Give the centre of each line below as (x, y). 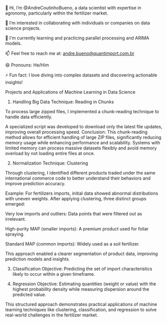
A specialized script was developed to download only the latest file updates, (84, 127)
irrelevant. (16, 219)
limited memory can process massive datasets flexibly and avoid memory (81, 148)
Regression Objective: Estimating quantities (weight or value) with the (84, 284)
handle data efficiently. (29, 117)
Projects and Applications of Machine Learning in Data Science (70, 92)
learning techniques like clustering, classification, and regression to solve (81, 310)
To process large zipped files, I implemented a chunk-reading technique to (82, 111)
